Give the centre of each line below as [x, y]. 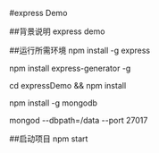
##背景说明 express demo [57, 31]
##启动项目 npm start [49, 139]
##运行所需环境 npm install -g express [79, 50]
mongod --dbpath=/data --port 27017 [79, 120]
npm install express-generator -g [70, 68]
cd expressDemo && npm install [68, 85]
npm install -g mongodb [54, 103]
